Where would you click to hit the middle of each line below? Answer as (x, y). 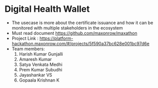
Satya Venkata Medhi (41, 64)
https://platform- (56, 38)
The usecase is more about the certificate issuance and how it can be (82, 23)
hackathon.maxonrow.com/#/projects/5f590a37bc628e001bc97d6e (80, 43)
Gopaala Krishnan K (39, 80)
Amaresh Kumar (35, 59)
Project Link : (25, 38)
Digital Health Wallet (47, 9)
